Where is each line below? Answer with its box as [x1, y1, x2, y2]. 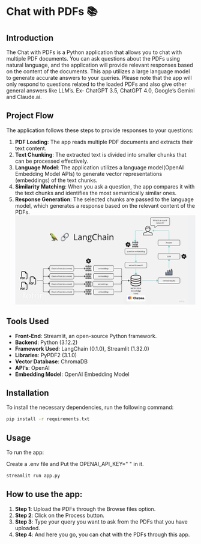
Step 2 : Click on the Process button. [14, 512, 105, 519]
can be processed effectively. [14, 157, 89, 165]
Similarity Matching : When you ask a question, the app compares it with [14, 183, 195, 190]
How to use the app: [6, 489, 83, 500]
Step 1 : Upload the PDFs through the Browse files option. [14, 505, 156, 512]
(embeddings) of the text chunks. [14, 177, 98, 184]
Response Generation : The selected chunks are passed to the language [14, 196, 194, 203]
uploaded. [14, 524, 40, 531]
